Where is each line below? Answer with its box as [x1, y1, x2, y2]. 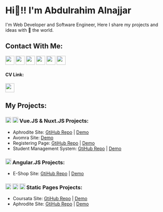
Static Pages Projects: [26, 184, 83, 191]
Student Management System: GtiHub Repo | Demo [12, 145, 121, 152]
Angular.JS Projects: [12, 159, 65, 166]
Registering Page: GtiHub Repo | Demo [12, 140, 95, 146]
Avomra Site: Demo [12, 134, 54, 140]
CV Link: [5, 72, 24, 78]
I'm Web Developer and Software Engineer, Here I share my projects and [5, 22, 158, 28]
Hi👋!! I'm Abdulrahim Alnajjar [5, 5, 132, 16]
